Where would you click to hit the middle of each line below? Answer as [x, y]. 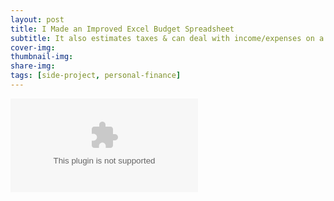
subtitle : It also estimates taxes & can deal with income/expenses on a [167, 38]
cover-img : [33, 47]
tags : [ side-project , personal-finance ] [96, 76]
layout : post [37, 19]
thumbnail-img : [42, 57]
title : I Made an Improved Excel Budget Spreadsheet [122, 29]
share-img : [33, 66]
